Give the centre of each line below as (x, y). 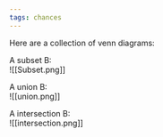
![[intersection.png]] (46, 123)
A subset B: (30, 60)
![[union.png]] (35, 96)
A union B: (28, 86)
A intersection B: (40, 113)
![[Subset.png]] (37, 69)
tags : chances (36, 17)
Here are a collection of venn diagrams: (82, 43)
